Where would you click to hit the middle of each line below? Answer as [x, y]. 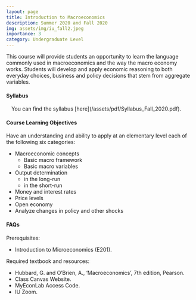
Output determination [41, 173]
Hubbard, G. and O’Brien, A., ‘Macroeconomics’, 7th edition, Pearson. [99, 273]
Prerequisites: [23, 238]
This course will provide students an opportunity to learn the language [92, 56]
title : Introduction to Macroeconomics [56, 17]
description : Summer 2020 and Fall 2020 [57, 23]
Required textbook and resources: [48, 261]
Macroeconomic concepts [47, 154]
